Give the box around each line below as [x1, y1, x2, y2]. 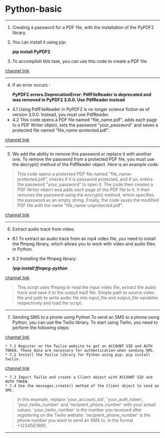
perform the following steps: [12, 324, 70, 331]
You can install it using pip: [12, 39, 67, 45]
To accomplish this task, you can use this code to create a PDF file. [12, 58, 148, 64]
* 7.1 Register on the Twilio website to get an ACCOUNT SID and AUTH [5, 343, 153, 348]
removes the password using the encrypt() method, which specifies [17, 192, 155, 198]
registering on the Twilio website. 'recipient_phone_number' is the [17, 412, 151, 418]
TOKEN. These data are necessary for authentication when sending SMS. [5, 348, 155, 353]
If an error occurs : [12, 82, 51, 88]
